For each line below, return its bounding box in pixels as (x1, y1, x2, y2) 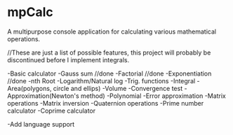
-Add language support (7, 120, 75, 128)
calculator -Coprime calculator (7, 106, 96, 115)
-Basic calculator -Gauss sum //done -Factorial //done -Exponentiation (7, 69, 212, 78)
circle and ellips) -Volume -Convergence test (53, 84, 183, 92)
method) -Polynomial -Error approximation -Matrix (80, 92, 227, 100)
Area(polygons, (7, 84, 52, 92)
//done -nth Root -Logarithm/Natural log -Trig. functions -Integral (7, 76, 196, 85)
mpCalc (7, 4, 54, 20)
